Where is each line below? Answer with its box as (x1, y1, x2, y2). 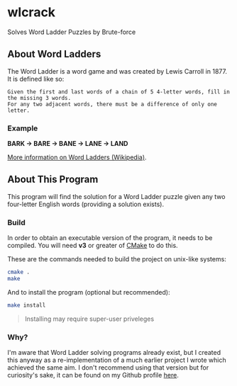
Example (7, 123, 38, 133)
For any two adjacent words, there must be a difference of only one (7, 101, 218, 108)
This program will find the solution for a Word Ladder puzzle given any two (7, 192, 226, 200)
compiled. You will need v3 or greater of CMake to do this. (7, 242, 179, 250)
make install (7, 302, 46, 309)
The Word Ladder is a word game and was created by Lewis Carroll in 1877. (7, 67, 227, 75)
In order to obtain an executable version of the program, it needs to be (7, 234, 213, 242)
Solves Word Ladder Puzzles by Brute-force (7, 28, 136, 36)
